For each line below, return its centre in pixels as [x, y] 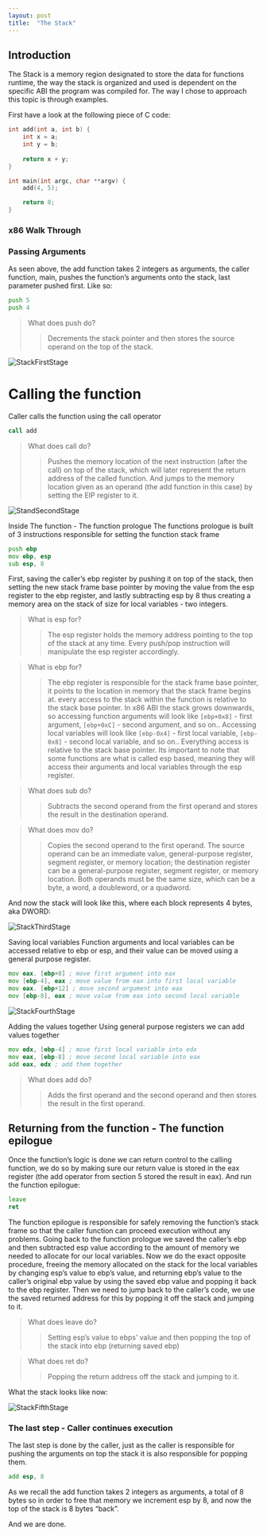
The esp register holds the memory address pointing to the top [150, 635]
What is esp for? [54, 620]
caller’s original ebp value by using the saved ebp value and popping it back [132, 1282]
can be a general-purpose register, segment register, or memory [153, 871]
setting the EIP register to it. [93, 495]
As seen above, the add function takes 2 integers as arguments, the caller [129, 269]
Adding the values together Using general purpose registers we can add [126, 1027]
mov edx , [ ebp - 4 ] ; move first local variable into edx [103, 1050]
